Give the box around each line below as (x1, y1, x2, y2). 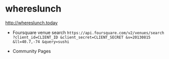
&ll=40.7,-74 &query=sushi (12, 39, 70, 44)
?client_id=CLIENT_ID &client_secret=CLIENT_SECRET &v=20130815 (12, 35, 151, 40)
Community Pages (12, 48, 51, 54)
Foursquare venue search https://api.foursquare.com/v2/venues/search (12, 29, 164, 35)
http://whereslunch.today (5, 20, 58, 26)
